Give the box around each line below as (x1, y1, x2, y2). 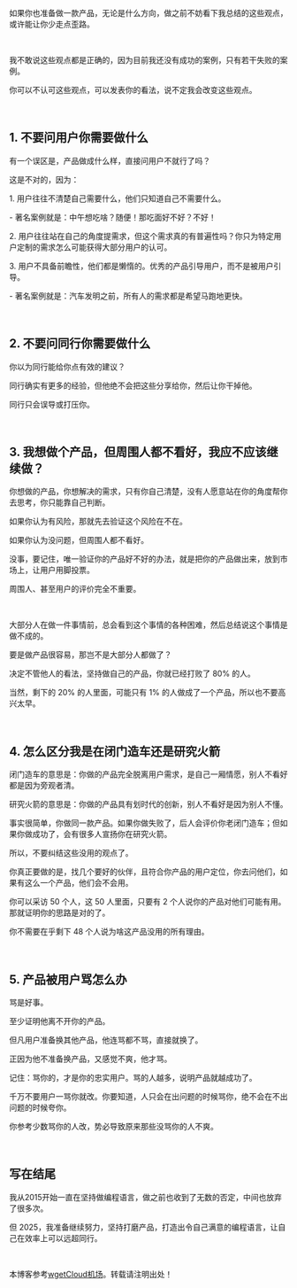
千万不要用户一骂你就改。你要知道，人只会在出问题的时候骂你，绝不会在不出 (9, 1091, 288, 1102)
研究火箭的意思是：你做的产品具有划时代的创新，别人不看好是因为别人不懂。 (9, 799, 288, 810)
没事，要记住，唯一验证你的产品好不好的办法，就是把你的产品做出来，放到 (9, 554, 280, 564)
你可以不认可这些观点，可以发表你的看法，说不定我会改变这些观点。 (9, 85, 257, 95)
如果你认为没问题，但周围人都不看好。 (9, 535, 148, 546)
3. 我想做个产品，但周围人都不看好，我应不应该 (9, 445, 267, 460)
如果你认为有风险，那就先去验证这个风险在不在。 (9, 516, 187, 527)
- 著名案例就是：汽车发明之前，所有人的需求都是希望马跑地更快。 (9, 291, 247, 301)
